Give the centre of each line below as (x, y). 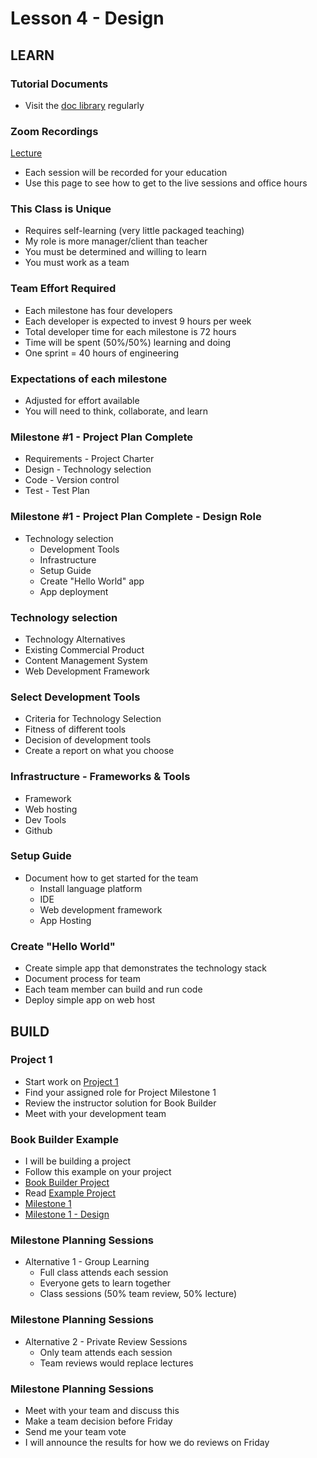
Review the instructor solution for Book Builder (120, 1103)
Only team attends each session (106, 1352)
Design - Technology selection (88, 469)
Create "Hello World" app (92, 581)
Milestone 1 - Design (67, 1214)
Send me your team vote (75, 1432)
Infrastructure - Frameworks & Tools (100, 777)
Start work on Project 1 (71, 1081)
